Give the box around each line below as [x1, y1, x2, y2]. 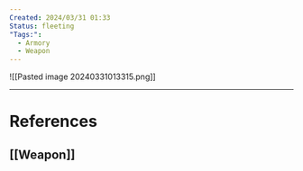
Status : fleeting [9, 22, 75, 31]
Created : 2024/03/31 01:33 [9, 13, 111, 22]
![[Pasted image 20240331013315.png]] [9, 71, 156, 82]
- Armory [17, 38, 50, 48]
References [9, 112, 97, 131]
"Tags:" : [9, 30, 42, 39]
